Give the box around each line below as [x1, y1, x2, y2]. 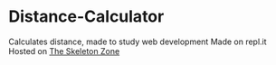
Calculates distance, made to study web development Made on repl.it [8, 36, 268, 47]
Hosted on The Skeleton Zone [8, 45, 120, 56]
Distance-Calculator [8, 6, 165, 27]
